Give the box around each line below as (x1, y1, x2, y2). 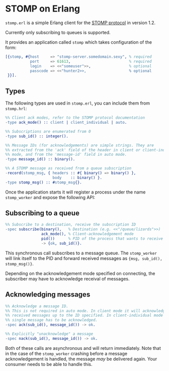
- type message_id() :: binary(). (5, 157, 75, 162)
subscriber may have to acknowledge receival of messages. (5, 275, 130, 282)
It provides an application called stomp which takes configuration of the (5, 39, 152, 45)
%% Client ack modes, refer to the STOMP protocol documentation (5, 115, 145, 121)
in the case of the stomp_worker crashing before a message (5, 350, 127, 356)
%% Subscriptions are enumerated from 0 (5, 129, 92, 134)
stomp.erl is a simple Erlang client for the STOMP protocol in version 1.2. (5, 20, 156, 26)
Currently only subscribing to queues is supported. (5, 29, 111, 35)
